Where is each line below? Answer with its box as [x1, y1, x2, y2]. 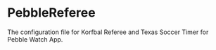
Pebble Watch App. [7, 35, 63, 43]
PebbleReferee [7, 5, 96, 21]
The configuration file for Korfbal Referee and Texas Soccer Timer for [7, 28, 209, 36]
